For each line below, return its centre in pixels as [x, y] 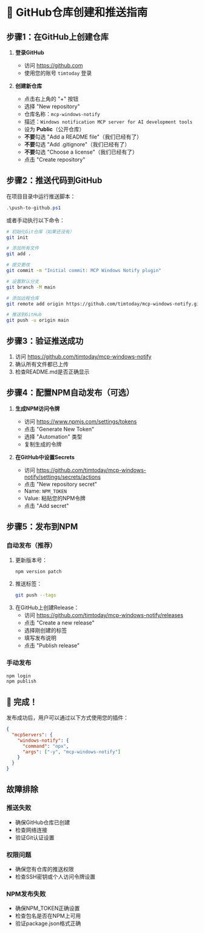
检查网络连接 [31, 830]
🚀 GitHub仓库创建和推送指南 [77, 12]
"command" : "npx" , [46, 746]
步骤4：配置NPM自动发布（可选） [70, 393]
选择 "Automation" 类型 [53, 436]
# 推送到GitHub [24, 315]
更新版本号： [31, 560]
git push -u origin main [38, 320]
